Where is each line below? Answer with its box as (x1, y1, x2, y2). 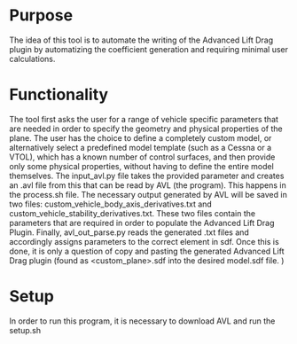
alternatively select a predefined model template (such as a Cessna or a (9, 142, 272, 152)
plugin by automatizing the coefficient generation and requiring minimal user (9, 43, 289, 54)
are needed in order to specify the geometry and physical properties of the (9, 123, 283, 134)
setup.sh (9, 324, 42, 335)
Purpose (9, 5, 74, 26)
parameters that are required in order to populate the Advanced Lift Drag (9, 217, 275, 228)
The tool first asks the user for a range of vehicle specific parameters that (9, 113, 279, 124)
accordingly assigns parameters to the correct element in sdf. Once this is (9, 236, 279, 246)
